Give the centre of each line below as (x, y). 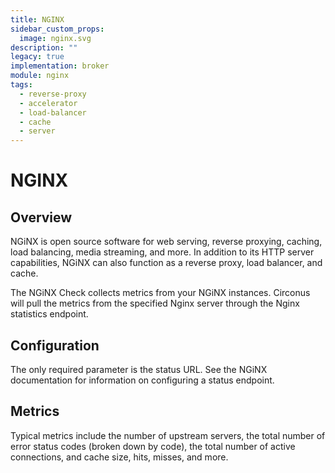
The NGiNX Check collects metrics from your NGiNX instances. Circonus (160, 293)
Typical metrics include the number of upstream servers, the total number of (168, 435)
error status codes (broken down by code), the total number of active (153, 446)
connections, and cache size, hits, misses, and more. (119, 457)
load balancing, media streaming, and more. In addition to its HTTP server (162, 252)
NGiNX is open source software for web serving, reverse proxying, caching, (166, 242)
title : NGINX (37, 19)
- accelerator (48, 103)
